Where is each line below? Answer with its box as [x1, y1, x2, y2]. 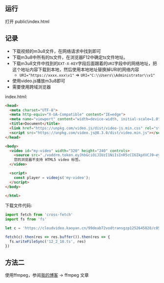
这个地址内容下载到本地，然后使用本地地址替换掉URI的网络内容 [12, 66, 139, 72]
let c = [5, 226, 21, 231]
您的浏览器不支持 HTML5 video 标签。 [14, 157, 82, 162]
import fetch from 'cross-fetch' [5, 212, 73, 218]
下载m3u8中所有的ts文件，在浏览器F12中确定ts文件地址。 [12, 54, 128, 60]
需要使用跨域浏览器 [12, 84, 51, 89]
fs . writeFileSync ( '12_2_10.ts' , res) [9, 239, 86, 244]
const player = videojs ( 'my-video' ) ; [14, 175, 91, 180]
